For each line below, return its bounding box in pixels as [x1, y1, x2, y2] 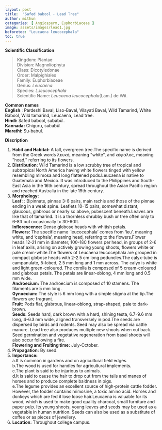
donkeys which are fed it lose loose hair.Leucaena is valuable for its [12, 393, 147, 399]
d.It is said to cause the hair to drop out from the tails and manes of [12, 373, 146, 379]
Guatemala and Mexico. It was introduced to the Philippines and [12, 177, 140, 183]
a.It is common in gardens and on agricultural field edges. [12, 357, 128, 363]
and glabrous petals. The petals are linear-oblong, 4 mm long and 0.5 [12, 270, 151, 276]
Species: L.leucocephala [16, 88, 67, 93]
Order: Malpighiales [16, 72, 57, 78]
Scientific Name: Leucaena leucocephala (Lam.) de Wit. [16, 92, 128, 98]
